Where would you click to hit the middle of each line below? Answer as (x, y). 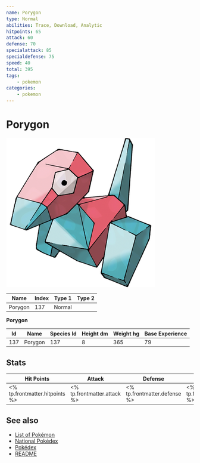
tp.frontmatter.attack (96, 393)
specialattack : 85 (29, 51)
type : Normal (22, 19)
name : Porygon (24, 13)
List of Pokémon (35, 435)
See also (22, 420)
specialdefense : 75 (30, 57)
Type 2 (86, 298)
